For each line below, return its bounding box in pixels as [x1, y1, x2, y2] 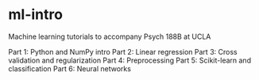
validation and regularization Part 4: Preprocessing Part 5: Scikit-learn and [8, 55, 252, 65]
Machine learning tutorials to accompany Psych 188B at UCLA [8, 32, 211, 41]
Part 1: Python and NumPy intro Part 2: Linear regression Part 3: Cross [8, 47, 238, 56]
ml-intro [8, 6, 64, 24]
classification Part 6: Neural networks [8, 63, 131, 73]
